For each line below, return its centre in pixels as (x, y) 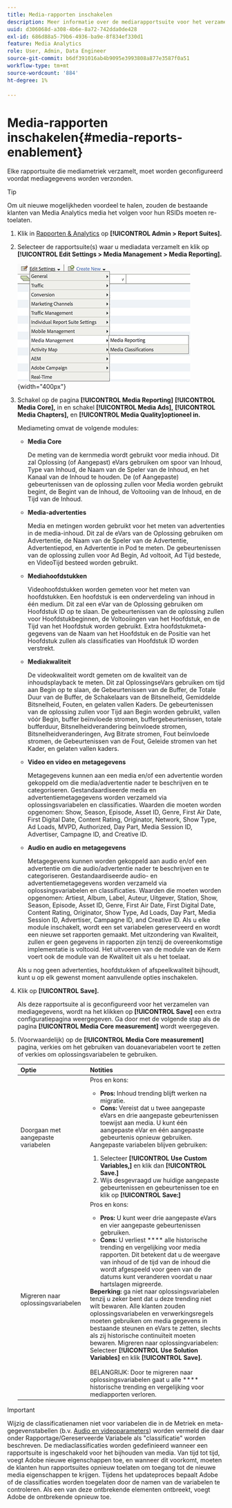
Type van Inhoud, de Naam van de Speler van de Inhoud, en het (118, 470)
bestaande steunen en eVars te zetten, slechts (155, 1328)
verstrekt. (41, 648)
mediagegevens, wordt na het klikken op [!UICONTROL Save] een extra (119, 1012)
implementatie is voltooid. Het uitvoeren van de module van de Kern (124, 950)
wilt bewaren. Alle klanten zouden (137, 1306)
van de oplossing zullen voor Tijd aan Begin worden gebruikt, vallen (124, 712)
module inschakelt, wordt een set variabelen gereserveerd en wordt (124, 927)
